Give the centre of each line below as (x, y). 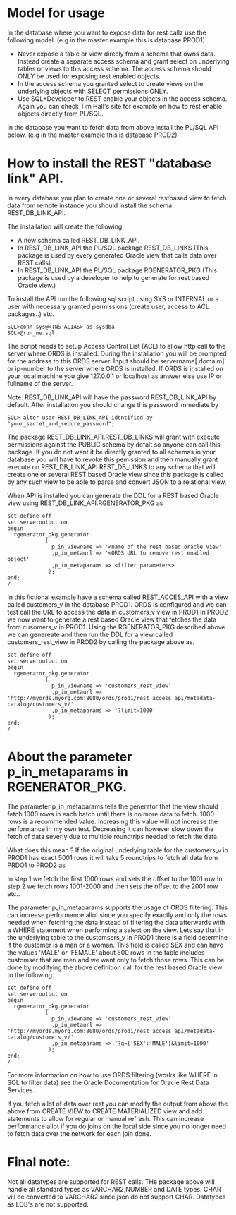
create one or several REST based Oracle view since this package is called (116, 474)
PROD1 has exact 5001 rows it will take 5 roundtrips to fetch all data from (113, 857)
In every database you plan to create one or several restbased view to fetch (117, 198)
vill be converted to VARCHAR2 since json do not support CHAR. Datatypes (117, 1197)
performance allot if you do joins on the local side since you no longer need (117, 1126)
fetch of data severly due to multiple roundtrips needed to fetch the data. (113, 836)
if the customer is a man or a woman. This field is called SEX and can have (116, 945)
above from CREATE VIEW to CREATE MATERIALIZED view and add (105, 1111)
